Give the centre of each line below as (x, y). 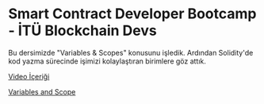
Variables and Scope (42, 91)
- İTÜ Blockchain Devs (82, 31)
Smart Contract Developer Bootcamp (132, 14)
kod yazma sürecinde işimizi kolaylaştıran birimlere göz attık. (107, 61)
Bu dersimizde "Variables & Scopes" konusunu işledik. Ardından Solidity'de (131, 52)
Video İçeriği (29, 76)
